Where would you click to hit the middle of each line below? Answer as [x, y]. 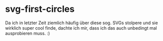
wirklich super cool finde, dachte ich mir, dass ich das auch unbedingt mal [81, 28]
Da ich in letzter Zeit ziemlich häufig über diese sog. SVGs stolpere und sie [81, 23]
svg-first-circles [40, 9]
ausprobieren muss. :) [28, 33]
